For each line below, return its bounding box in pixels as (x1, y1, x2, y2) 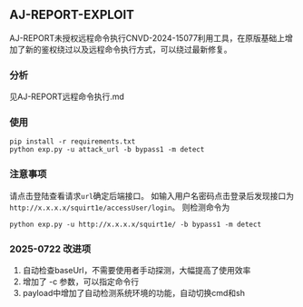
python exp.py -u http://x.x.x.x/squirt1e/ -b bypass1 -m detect (9, 220, 261, 229)
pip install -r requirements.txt (9, 137, 136, 146)
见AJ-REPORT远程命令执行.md (9, 91, 125, 103)
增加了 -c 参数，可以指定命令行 (22, 276, 140, 287)
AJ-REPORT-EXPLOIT (9, 7, 134, 23)
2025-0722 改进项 (9, 243, 92, 255)
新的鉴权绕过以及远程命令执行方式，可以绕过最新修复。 (24, 44, 232, 54)
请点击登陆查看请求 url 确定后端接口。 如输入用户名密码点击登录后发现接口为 (9, 190, 295, 201)
